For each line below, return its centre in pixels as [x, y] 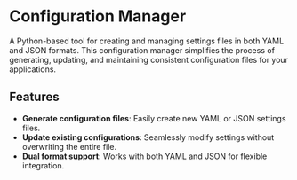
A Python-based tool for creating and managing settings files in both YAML [147, 41]
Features [34, 97]
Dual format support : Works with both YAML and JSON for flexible [144, 156]
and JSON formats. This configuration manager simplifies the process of [142, 50]
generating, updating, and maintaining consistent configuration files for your [149, 59]
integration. [43, 165]
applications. [32, 69]
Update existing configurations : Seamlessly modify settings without [148, 137]
